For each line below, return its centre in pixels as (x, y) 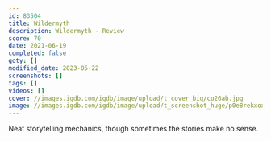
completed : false (38, 53)
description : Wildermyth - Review (67, 31)
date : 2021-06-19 (38, 46)
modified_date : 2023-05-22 (54, 68)
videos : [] (27, 91)
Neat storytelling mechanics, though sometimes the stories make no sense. (133, 129)
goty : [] (23, 61)
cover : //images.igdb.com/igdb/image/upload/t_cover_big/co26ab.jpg (126, 98)
